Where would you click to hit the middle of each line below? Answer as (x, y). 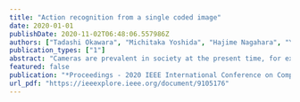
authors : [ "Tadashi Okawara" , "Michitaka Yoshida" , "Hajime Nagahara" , (145, 42)
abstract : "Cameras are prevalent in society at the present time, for (145, 59)
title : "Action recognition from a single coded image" (115, 17)
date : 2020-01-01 (42, 26)
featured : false (39, 67)
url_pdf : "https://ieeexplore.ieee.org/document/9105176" (119, 83)
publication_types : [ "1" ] (57, 51)
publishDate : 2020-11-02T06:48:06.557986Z (89, 34)
